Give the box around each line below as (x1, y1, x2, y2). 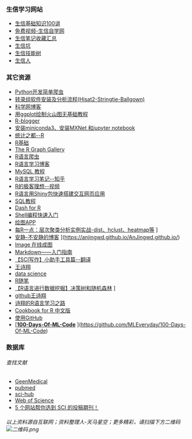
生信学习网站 (6, 5, 43, 13)
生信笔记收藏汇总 (14, 35, 57, 42)
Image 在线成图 (14, 241, 53, 248)
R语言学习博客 (14, 160, 50, 167)
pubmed (14, 384, 36, 391)
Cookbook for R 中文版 (14, 306, 71, 313)
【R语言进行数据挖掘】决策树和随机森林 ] (14, 284, 116, 291)
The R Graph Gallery (14, 146, 65, 153)
